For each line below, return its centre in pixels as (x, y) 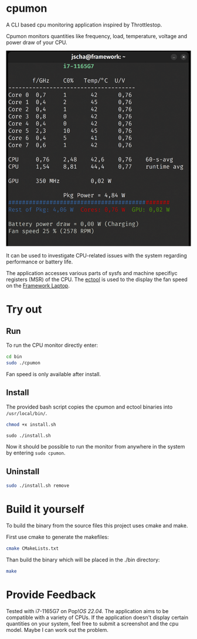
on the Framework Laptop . (38, 286)
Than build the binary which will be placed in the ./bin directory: (83, 560)
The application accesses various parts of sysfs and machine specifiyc (92, 273)
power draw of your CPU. (37, 42)
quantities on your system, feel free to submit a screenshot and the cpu (92, 623)
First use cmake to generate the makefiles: (57, 537)
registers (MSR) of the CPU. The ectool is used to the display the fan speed (97, 280)
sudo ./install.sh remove (38, 486)
